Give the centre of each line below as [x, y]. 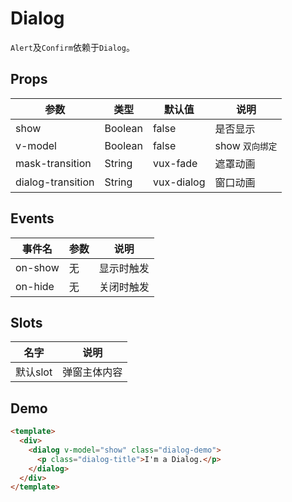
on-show [37, 267]
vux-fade [175, 163]
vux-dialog [179, 182]
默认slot [34, 372]
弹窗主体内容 [92, 372]
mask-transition [53, 163]
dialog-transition [55, 182]
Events [32, 218]
